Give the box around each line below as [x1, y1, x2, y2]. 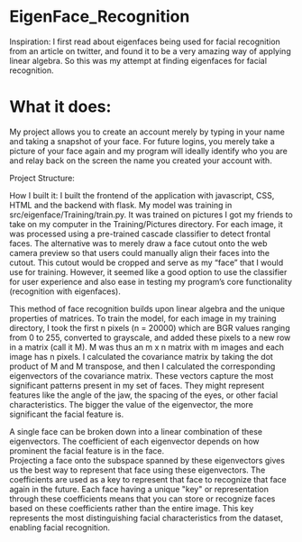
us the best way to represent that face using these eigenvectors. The [9, 464, 266, 475]
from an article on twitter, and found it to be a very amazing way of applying [9, 45, 291, 56]
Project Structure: [9, 172, 75, 183]
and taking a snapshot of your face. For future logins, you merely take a [9, 135, 275, 146]
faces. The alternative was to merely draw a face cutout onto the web [9, 237, 268, 249]
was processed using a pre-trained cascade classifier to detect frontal [9, 228, 271, 239]
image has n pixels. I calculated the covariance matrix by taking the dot [9, 351, 273, 362]
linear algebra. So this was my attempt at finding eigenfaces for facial [9, 55, 268, 66]
